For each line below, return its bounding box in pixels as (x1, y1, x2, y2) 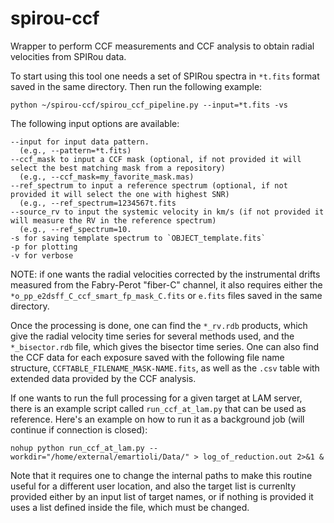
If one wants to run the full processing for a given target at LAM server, (10, 392, 303, 404)
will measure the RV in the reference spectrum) (10, 215, 217, 226)
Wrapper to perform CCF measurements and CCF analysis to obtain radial (10, 40, 315, 52)
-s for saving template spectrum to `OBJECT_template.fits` (10, 233, 267, 243)
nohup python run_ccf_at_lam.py (10, 443, 145, 453)
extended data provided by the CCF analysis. (10, 372, 197, 384)
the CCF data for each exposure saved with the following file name (10, 351, 285, 363)
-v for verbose (10, 250, 74, 261)
